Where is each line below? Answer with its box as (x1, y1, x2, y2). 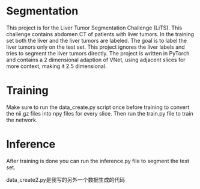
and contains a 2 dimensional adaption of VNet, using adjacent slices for (6, 56, 186, 63)
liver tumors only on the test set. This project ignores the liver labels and (6, 43, 185, 51)
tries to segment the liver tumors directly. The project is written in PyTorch (6, 49, 190, 57)
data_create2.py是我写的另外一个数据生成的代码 (6, 176, 125, 183)
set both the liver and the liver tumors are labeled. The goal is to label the (6, 37, 187, 44)
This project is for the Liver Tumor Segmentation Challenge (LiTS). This (6, 24, 182, 31)
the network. (6, 116, 38, 123)
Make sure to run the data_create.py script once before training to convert (6, 104, 190, 111)
